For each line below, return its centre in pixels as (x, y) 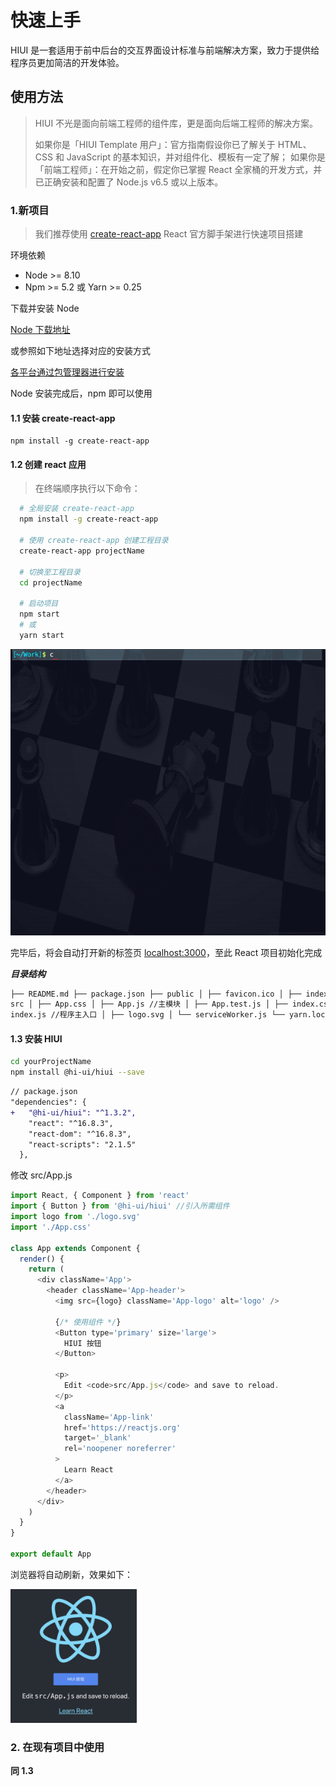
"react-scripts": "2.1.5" (82, 1144)
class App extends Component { (75, 1248)
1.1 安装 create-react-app (63, 418)
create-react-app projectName (82, 551)
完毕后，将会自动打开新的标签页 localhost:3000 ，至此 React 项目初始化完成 (166, 952)
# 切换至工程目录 (50, 572)
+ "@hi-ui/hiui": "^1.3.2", (73, 1112)
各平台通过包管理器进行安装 (67, 372)
